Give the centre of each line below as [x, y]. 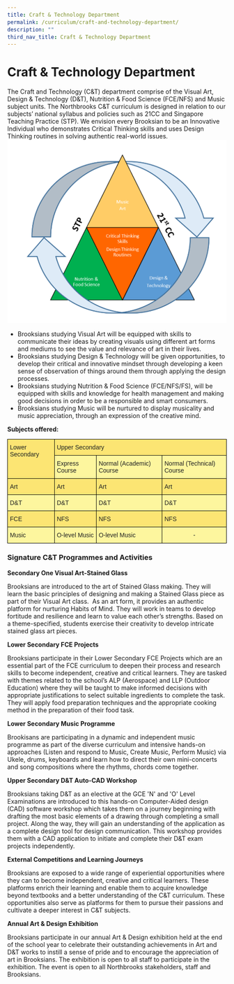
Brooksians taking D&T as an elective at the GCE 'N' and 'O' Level [101, 794]
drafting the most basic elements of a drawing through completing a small [113, 816]
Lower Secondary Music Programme [61, 723]
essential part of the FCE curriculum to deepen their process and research [114, 665]
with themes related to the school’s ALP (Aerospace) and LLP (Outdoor [109, 680]
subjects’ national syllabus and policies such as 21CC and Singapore [106, 114]
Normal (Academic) [125, 463]
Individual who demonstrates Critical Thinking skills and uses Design [106, 129]
